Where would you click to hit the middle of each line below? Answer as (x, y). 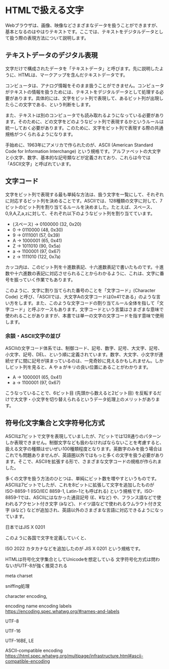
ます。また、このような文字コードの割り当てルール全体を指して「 (91, 303)
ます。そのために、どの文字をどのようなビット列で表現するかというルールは (84, 121)
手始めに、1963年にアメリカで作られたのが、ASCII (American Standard (79, 145)
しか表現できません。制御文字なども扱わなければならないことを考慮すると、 (85, 442)
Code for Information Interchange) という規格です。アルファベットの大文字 (83, 151)
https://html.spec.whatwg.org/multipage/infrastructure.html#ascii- (74, 656)
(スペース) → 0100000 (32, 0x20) (47, 224)
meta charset (19, 576)
